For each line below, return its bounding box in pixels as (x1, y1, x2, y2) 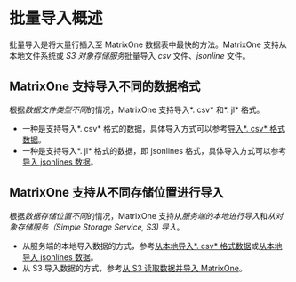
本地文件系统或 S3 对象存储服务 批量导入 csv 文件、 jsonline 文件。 (9, 50, 251, 60)
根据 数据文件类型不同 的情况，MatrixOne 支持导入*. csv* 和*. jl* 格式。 (9, 104, 265, 115)
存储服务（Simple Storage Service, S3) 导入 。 (16, 222, 185, 232)
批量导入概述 (9, 8, 104, 28)
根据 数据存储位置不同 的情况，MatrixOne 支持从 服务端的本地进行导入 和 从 (9, 210, 276, 221)
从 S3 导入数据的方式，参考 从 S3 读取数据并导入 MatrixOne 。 (21, 262, 247, 273)
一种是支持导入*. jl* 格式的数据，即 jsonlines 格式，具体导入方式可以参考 (21, 145, 287, 156)
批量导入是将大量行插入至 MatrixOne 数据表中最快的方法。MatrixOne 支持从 (9, 39, 287, 50)
